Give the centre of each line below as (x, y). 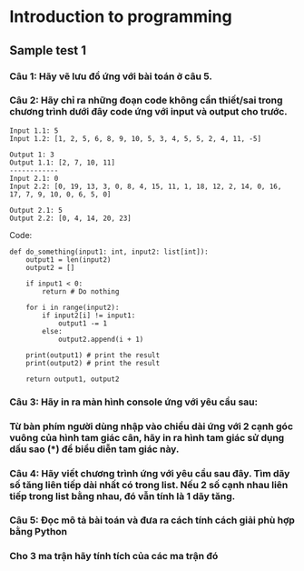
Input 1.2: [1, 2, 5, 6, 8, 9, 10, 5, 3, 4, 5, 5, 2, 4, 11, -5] (135, 138)
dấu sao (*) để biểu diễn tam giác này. (94, 449)
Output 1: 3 (32, 155)
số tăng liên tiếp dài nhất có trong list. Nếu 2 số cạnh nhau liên (149, 485)
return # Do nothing (81, 291)
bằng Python (39, 532)
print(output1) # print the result (93, 355)
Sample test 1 (48, 50)
